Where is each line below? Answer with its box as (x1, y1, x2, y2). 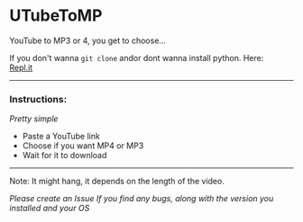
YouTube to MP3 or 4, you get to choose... (9, 35, 167, 46)
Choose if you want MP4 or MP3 (22, 140, 144, 151)
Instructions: (9, 93, 68, 105)
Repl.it (9, 62, 33, 73)
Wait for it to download (22, 150, 107, 161)
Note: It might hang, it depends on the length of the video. (9, 176, 225, 187)
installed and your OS (9, 203, 90, 214)
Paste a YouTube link (22, 131, 101, 142)
